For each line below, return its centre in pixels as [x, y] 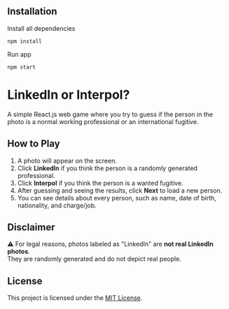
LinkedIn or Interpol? [69, 95]
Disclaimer [31, 227]
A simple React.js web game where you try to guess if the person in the [110, 114]
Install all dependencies [41, 28]
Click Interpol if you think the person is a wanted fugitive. [100, 183]
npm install [25, 41]
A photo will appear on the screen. [67, 160]
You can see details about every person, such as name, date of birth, [117, 198]
